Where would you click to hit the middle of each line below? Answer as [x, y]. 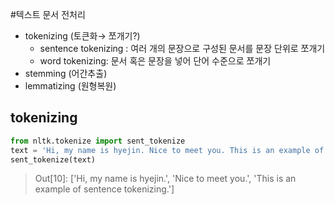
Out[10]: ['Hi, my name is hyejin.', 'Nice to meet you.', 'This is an [165, 179]
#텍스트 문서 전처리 [48, 14]
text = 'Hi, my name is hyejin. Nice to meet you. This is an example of [167, 150]
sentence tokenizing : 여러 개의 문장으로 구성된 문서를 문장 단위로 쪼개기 [182, 48]
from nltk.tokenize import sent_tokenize [98, 141]
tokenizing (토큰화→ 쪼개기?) [82, 36]
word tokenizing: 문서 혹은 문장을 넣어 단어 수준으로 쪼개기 [155, 61]
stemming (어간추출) [66, 73]
